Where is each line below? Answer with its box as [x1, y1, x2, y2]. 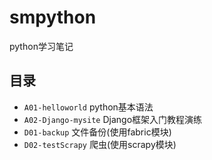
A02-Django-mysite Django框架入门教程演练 [23, 113, 203, 125]
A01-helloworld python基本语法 [23, 101, 154, 113]
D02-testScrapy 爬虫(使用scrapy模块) [23, 138, 177, 150]
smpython [9, 6, 97, 29]
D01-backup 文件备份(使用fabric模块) [23, 126, 172, 138]
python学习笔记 [9, 40, 74, 52]
